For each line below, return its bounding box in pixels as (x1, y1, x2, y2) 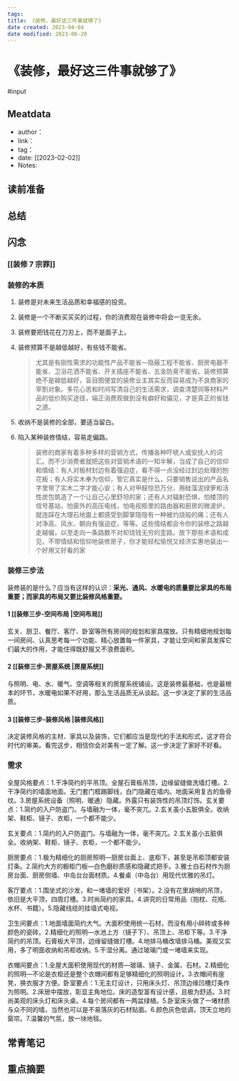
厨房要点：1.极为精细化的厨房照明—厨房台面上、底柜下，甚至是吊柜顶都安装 (7, 852, 230, 862)
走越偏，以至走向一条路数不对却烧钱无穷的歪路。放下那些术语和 (35, 528, 223, 537)
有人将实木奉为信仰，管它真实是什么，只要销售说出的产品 (54, 475, 223, 484)
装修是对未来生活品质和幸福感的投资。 (17, 298, 130, 306)
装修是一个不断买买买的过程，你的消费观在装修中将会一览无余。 (17, 313, 205, 321)
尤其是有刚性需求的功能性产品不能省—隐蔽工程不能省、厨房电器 (35, 358, 223, 367)
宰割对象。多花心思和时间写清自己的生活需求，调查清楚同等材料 (35, 385, 223, 394)
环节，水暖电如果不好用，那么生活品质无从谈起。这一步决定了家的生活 (19, 689, 225, 697)
